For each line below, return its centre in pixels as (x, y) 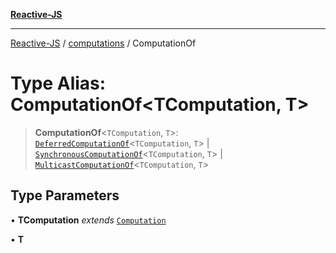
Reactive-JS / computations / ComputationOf (103, 43)
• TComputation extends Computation (88, 220)
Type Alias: (58, 83)
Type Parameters (65, 195)
